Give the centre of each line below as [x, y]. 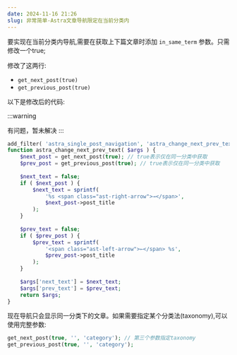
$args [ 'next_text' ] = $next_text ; [71, 281]
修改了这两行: [27, 65]
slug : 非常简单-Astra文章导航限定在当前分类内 [68, 21]
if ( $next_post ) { [50, 183]
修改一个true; [26, 50]
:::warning [22, 116]
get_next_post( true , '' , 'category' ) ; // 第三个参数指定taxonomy [102, 338]
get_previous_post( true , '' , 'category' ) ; [71, 345]
